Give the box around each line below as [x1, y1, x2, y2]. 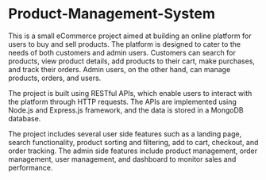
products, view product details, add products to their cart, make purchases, [8, 56, 256, 66]
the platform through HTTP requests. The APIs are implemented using [8, 97, 237, 106]
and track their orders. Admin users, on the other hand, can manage [8, 64, 231, 74]
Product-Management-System [8, 5, 216, 23]
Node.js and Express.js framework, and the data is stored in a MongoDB [8, 105, 244, 115]
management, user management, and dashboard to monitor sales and [8, 154, 237, 163]
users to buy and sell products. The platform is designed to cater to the [8, 39, 241, 48]
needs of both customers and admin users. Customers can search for [8, 48, 236, 57]
